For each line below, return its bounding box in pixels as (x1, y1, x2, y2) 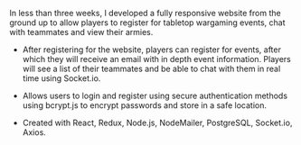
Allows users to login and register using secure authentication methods (22, 90, 287, 101)
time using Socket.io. (22, 73, 101, 84)
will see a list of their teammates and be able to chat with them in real (22, 63, 281, 74)
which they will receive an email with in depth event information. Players (22, 54, 292, 64)
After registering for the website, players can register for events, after (22, 44, 282, 55)
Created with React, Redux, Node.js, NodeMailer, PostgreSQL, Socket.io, (22, 117, 293, 128)
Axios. (22, 127, 47, 138)
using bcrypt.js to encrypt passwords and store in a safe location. (22, 100, 268, 111)
